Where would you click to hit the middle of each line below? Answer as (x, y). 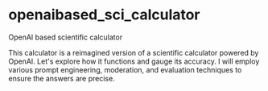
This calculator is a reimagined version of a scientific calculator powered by (134, 52)
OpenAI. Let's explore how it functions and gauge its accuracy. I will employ (134, 61)
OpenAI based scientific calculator (66, 37)
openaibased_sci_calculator (104, 15)
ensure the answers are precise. (62, 78)
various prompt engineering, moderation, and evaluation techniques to (125, 69)
